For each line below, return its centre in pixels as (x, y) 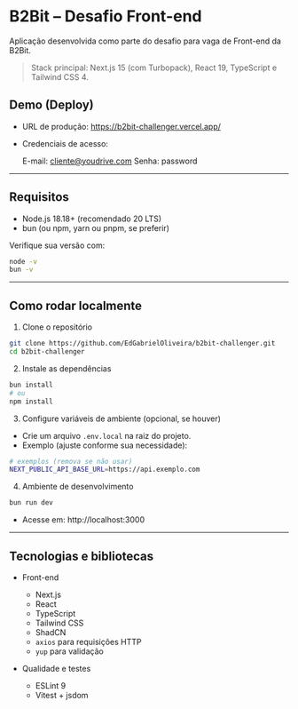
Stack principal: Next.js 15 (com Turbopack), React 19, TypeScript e (154, 68)
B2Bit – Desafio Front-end (106, 16)
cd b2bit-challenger (47, 352)
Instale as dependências (67, 368)
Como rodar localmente (76, 305)
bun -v (21, 270)
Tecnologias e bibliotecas (82, 556)
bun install (31, 385)
